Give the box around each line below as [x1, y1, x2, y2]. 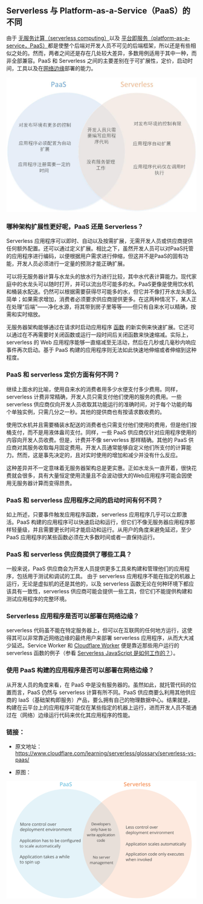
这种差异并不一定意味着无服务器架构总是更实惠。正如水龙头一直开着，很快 [6, 464, 192, 471]
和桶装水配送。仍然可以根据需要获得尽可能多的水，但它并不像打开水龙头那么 [6, 288, 197, 295]
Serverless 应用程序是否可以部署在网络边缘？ [6, 612, 140, 621]
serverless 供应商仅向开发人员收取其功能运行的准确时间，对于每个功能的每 [6, 400, 193, 407]
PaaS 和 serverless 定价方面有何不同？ [6, 371, 120, 379]
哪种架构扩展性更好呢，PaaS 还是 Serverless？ [6, 222, 144, 231]
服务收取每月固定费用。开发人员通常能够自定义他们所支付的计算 [27, 444, 186, 451]
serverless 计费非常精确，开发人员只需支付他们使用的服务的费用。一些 [6, 393, 182, 400]
